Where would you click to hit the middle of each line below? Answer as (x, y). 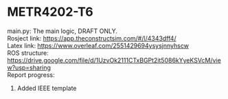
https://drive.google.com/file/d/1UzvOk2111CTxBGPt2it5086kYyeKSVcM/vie (114, 60)
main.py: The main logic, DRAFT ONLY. (62, 31)
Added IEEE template (47, 88)
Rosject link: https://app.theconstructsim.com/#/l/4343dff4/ (92, 38)
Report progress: (31, 75)
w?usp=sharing (29, 67)
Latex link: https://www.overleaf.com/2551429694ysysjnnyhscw (98, 45)
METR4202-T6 (50, 12)
